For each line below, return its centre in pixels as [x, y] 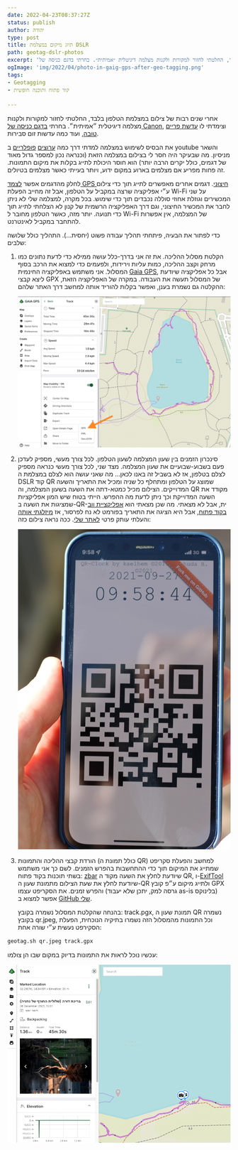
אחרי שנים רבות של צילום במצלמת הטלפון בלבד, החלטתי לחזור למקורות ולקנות [113, 119]
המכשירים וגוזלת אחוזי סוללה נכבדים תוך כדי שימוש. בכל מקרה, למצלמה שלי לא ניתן [119, 199]
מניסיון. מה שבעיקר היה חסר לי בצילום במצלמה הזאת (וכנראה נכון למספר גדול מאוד [119, 155]
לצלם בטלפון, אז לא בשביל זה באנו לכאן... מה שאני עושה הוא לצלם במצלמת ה [121, 474]
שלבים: [17, 243]
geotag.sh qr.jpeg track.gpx [50, 941]
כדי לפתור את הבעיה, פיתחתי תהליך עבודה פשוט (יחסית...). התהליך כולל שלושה [114, 235]
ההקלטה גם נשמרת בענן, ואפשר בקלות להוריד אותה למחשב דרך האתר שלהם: [121, 287]
